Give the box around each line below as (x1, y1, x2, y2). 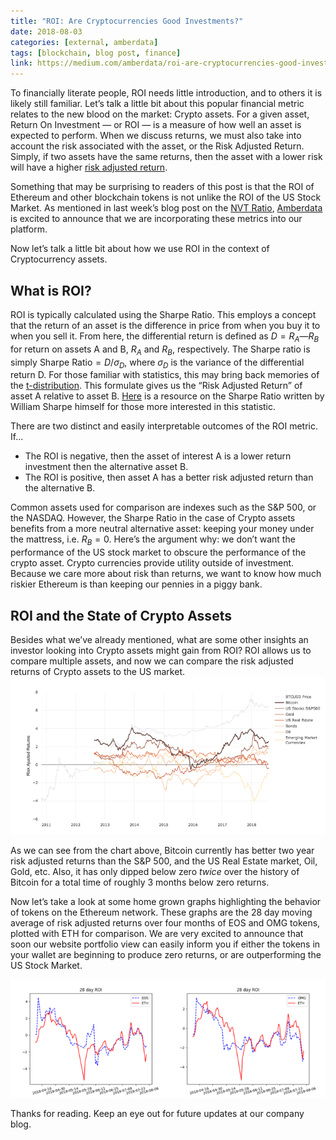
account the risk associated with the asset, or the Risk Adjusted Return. (10, 140, 305, 152)
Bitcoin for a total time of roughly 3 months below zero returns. (10, 876, 270, 888)
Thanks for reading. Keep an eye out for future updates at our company (10, 1107, 305, 1119)
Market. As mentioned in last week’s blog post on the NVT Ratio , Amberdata (10, 202, 323, 214)
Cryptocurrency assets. (10, 253, 108, 265)
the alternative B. (24, 482, 96, 494)
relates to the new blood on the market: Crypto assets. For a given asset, (10, 108, 310, 120)
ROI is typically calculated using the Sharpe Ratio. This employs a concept (10, 308, 317, 320)
